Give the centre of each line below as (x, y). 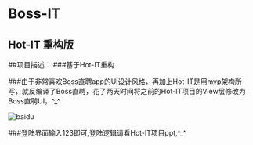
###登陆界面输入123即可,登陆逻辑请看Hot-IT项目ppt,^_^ (97, 133)
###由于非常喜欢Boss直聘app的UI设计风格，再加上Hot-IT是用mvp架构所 (125, 82)
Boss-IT (34, 14)
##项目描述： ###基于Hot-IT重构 (61, 65)
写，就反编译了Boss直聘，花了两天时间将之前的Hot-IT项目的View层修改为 (127, 91)
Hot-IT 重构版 (41, 44)
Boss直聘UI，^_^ (34, 101)
